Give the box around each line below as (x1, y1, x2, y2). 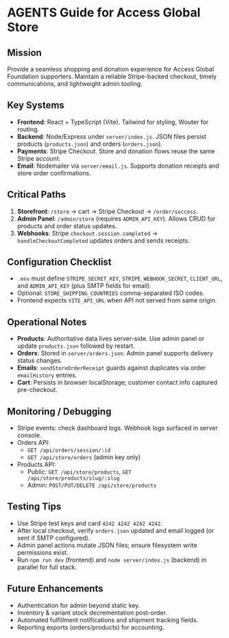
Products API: (16, 461, 56, 469)
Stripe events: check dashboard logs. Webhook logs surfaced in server (16, 424, 218, 432)
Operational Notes (7, 316, 87, 328)
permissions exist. (16, 548, 69, 556)
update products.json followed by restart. (16, 342, 135, 350)
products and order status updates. (16, 221, 117, 230)
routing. (16, 125, 40, 133)
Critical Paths (7, 189, 67, 201)
